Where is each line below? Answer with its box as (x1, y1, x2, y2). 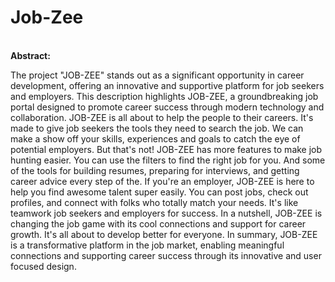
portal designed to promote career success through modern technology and (10, 101, 325, 113)
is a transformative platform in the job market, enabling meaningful (10, 239, 285, 251)
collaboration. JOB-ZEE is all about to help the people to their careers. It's (10, 111, 314, 123)
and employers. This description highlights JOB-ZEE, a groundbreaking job (10, 90, 319, 102)
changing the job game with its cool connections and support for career (10, 217, 307, 230)
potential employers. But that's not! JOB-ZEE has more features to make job (10, 143, 323, 155)
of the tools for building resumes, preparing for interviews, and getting (10, 164, 300, 176)
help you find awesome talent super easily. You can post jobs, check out (10, 186, 309, 198)
